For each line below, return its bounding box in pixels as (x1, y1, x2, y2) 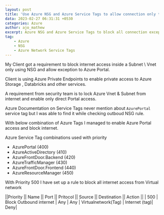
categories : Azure (5, 20, 42, 26)
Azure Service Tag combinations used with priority (5, 135, 107, 140)
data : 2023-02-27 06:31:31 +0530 (5, 16, 73, 21)
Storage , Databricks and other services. (5, 81, 86, 87)
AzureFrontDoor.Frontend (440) (12, 164, 77, 171)
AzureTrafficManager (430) (12, 159, 67, 165)
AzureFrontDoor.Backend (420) (12, 154, 76, 160)
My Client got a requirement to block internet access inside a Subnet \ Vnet (5, 61, 157, 67)
